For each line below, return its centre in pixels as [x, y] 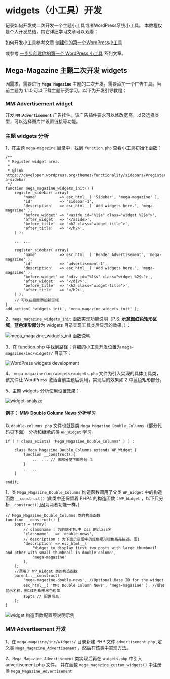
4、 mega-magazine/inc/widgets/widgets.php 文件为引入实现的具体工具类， [83, 374]
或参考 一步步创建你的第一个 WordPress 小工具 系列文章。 [66, 53]
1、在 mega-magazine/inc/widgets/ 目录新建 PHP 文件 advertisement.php [80, 641]
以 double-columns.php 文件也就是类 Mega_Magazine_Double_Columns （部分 [81, 425]
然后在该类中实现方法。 [107, 648]
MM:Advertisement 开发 [36, 629]
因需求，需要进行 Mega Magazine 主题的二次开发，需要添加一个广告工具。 [81, 83]
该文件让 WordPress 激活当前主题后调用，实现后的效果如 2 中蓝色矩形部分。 [85, 380]
